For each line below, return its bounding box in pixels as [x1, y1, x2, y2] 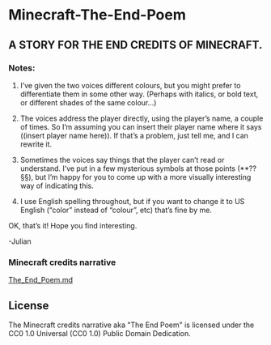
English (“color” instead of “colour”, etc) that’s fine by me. [19, 205, 213, 215]
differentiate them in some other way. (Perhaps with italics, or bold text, [19, 89, 259, 99]
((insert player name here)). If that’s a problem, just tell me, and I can [19, 130, 249, 140]
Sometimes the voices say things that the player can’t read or [19, 155, 225, 164]
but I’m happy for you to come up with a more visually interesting [35, 172, 252, 181]
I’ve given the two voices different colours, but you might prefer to [19, 80, 241, 90]
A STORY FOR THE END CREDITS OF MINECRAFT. [8, 38, 263, 52]
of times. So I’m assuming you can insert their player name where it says [19, 121, 262, 131]
